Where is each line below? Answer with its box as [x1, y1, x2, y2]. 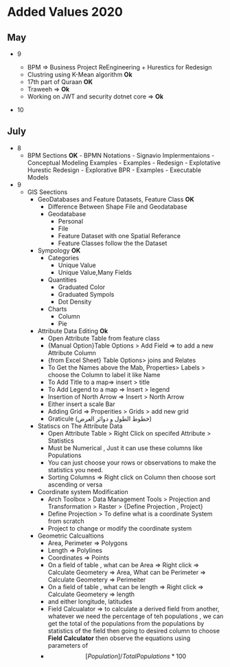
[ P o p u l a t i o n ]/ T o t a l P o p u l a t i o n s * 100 [85, 652, 187, 660]
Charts [47, 304, 67, 313]
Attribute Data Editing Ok [37, 326, 108, 335]
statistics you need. [47, 465, 104, 474]
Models [27, 173, 49, 181]
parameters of [47, 641, 89, 649]
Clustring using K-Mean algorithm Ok [27, 70, 133, 78]
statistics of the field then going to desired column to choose [47, 626, 220, 635]
